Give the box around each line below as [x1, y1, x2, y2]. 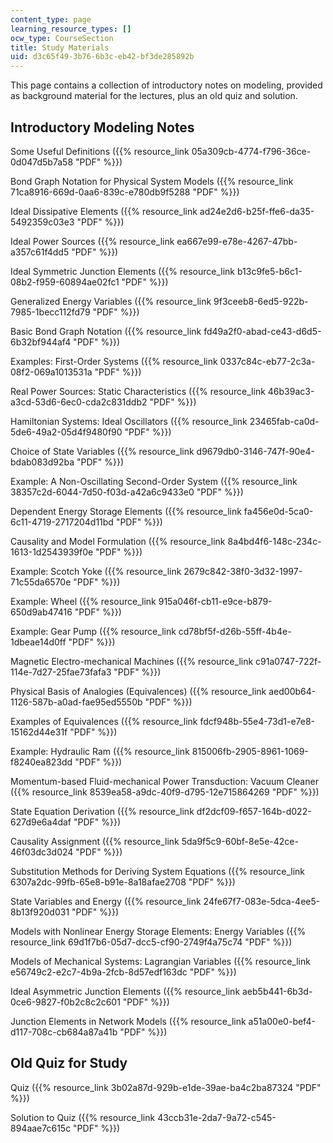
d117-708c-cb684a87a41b [10, 1026, 118, 1038]
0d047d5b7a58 [10, 156, 74, 168]
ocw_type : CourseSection [10, 33, 114, 43]
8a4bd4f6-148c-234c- [227, 535, 322, 547]
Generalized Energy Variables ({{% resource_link [10, 295, 212, 307]
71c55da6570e [10, 576, 72, 588]
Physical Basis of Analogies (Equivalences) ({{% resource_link [10, 685, 267, 697]
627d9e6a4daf [10, 816, 72, 828]
